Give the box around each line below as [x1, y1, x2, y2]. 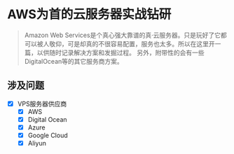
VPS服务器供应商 [17, 99, 67, 108]
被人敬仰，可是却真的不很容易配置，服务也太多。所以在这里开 [36, 39, 215, 48]
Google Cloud [27, 131, 68, 139]
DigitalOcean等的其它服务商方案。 [24, 57, 124, 65]
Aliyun [27, 139, 47, 148]
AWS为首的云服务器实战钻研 [7, 6, 172, 22]
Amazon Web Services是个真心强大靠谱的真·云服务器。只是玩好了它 [24, 31, 221, 39]
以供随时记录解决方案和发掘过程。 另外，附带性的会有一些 [36, 48, 205, 57]
